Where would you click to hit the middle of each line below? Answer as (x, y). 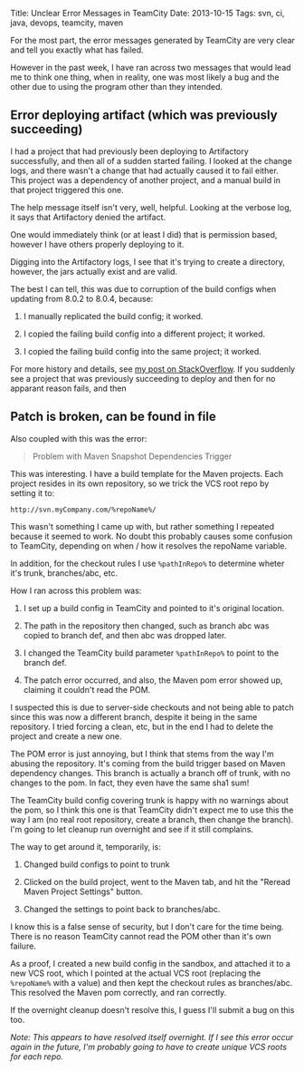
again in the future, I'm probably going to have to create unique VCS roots (149, 1047)
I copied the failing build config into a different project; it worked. (144, 334)
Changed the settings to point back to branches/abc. (122, 909)
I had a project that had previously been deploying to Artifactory (130, 151)
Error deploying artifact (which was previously (144, 116)
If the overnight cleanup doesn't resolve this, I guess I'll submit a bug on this (152, 1009)
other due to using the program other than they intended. (117, 87)
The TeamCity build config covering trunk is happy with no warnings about (149, 800)
